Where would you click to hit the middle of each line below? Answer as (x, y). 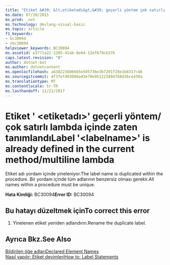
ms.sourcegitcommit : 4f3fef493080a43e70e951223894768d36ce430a (74, 77)
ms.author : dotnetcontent (33, 67)
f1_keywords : (19, 34)
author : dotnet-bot (26, 62)
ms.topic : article (25, 29)
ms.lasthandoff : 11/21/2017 (35, 91)
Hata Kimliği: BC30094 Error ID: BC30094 (50, 194)
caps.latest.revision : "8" (34, 58)
